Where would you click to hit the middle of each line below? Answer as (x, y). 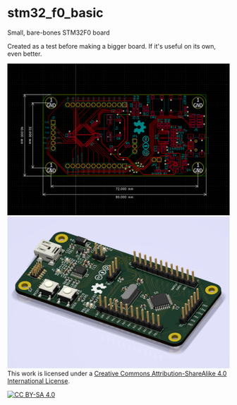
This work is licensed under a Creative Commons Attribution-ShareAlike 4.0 (117, 373)
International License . (39, 381)
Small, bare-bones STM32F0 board (59, 32)
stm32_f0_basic (55, 13)
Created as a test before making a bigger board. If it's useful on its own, (112, 46)
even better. (25, 54)
